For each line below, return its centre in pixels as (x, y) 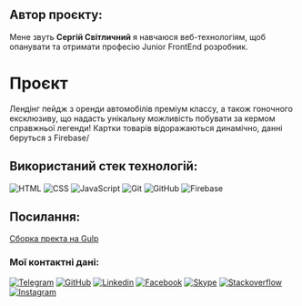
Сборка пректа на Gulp (54, 239)
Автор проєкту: (56, 15)
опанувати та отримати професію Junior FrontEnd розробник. (129, 46)
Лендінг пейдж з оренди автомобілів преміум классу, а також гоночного (151, 108)
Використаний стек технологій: (104, 166)
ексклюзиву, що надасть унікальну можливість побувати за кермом (142, 118)
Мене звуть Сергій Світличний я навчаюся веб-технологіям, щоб (138, 36)
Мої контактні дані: (55, 262)
